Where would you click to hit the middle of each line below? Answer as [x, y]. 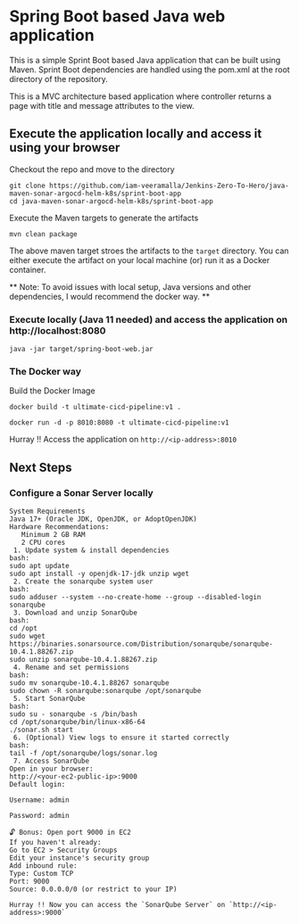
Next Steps [41, 467]
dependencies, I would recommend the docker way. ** [110, 296]
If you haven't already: [55, 843]
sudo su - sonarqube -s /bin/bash [74, 714]
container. [28, 269]
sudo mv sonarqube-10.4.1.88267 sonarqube [89, 683]
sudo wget [28, 636]
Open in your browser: [51, 769]
